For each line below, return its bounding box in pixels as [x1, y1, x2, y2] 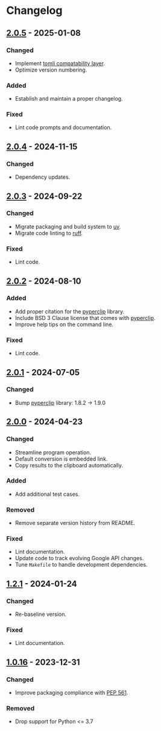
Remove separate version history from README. [14, 519, 136, 527]
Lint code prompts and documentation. [14, 124, 112, 131]
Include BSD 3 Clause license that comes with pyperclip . [14, 314, 156, 321]
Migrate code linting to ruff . [14, 229, 83, 236]
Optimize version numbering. [14, 66, 87, 73]
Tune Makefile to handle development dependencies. [14, 561, 148, 569]
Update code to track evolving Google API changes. [14, 555, 144, 562]
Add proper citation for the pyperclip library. [14, 307, 125, 315]
